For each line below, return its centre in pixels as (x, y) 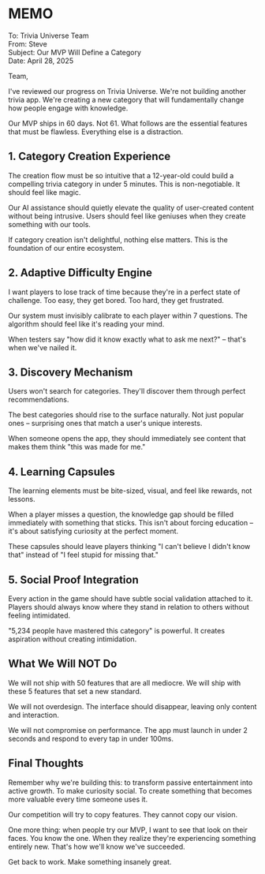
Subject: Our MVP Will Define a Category (75, 52)
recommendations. (39, 400)
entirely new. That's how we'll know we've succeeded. (97, 846)
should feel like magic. (45, 192)
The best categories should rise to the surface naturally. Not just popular (126, 415)
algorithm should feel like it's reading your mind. (86, 323)
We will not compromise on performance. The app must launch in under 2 (128, 730)
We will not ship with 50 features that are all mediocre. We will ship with (125, 682)
